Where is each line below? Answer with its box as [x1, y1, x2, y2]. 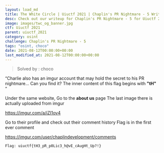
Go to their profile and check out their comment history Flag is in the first [5, 119, 151, 125]
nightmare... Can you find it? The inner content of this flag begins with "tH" [5, 81, 157, 87]
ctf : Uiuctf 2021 [5, 25, 41, 30]
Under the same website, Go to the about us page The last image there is [5, 95, 153, 101]
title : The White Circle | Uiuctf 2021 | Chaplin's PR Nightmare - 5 [5, 12, 150, 17]
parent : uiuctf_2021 [5, 30, 47, 35]
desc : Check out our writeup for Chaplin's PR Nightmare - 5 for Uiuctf [5, 16, 156, 21]
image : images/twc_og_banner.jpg [5, 21, 73, 26]
